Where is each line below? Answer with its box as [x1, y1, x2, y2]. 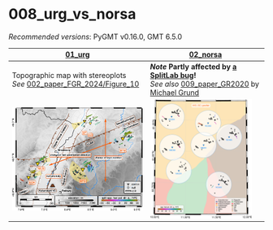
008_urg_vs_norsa [8, 5, 136, 24]
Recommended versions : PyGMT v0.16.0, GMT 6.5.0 [8, 32, 183, 41]
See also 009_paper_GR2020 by [149, 79, 260, 89]
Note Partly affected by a [149, 62, 237, 72]
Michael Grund [149, 87, 200, 98]
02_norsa [188, 50, 223, 59]
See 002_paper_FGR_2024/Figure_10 [11, 79, 140, 89]
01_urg [65, 50, 90, 59]
